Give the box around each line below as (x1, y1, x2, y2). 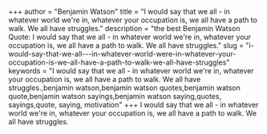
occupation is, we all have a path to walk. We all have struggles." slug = (8, 41, 245, 50)
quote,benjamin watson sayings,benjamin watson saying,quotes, (8, 92, 222, 100)
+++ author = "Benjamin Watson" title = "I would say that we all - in (8, 7, 230, 16)
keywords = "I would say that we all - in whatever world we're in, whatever (8, 66, 254, 75)
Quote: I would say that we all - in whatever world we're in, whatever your (8, 32, 251, 41)
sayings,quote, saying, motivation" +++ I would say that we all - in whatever (8, 100, 259, 109)
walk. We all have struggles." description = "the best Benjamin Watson (8, 24, 241, 33)
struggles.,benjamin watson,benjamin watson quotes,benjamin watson (8, 83, 241, 93)
